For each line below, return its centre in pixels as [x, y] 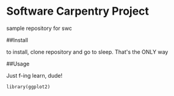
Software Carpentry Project [78, 11]
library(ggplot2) [28, 87]
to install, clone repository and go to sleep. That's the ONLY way [87, 52]
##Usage [18, 64]
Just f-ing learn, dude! [34, 75]
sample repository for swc [39, 28]
